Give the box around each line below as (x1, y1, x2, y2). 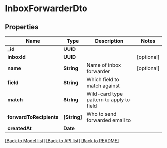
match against (86, 82, 120, 89)
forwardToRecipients (7, 114, 59, 120)
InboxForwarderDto (5, 3, 88, 14)
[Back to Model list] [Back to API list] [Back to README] (5, 138, 119, 144)
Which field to (86, 76, 119, 83)
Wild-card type (86, 90, 123, 97)
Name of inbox (86, 62, 121, 68)
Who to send (86, 111, 117, 117)
